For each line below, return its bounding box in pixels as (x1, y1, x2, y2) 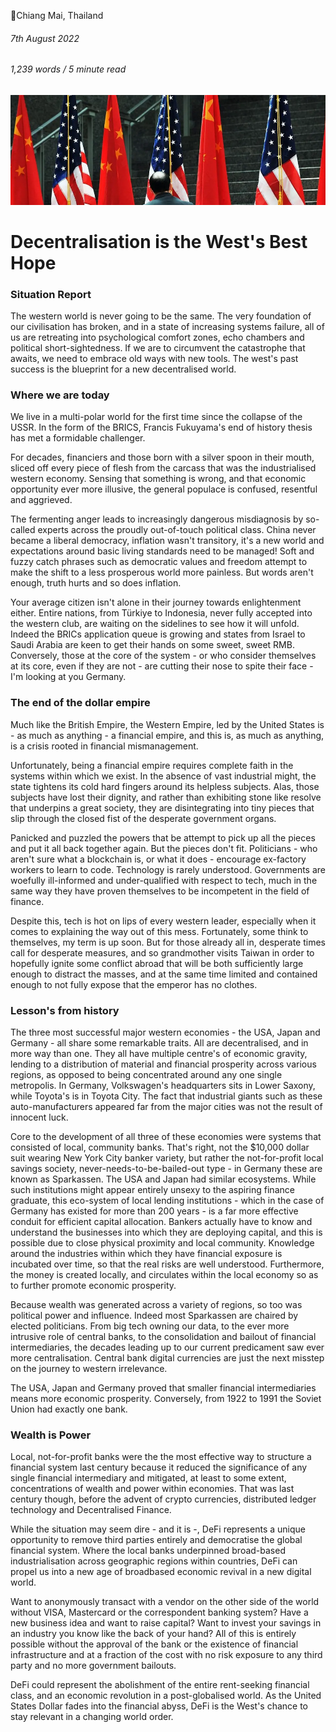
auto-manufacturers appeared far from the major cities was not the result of (10, 1100, 323, 1112)
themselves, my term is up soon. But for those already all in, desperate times (10, 936, 326, 948)
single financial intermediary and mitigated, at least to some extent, (10, 1472, 287, 1484)
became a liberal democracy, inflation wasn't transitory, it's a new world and (10, 535, 325, 547)
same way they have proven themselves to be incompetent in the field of (10, 885, 310, 897)
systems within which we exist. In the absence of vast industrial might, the (10, 770, 317, 782)
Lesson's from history (10, 1003, 120, 1017)
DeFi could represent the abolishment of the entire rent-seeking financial (10, 1679, 310, 1691)
